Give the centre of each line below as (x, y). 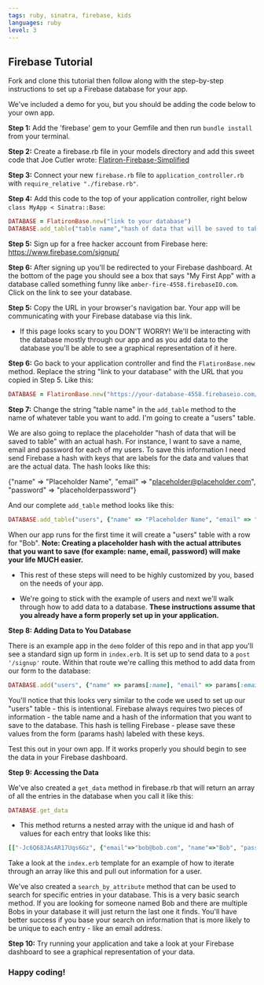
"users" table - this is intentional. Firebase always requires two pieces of (126, 708)
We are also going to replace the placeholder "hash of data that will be (122, 432)
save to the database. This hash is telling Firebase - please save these (122, 725)
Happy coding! (37, 972)
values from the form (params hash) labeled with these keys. (106, 733)
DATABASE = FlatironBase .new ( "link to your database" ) (100, 222)
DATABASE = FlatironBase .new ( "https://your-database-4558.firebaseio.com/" (135, 394)
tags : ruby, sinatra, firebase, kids (70, 15)
